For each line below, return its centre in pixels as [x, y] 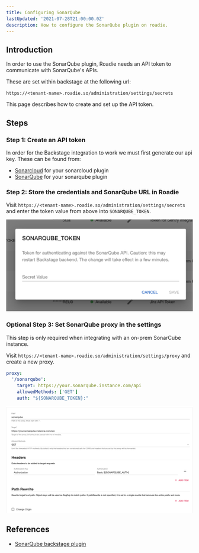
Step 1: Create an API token [46, 140]
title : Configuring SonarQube [44, 12]
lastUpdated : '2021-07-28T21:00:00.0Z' [55, 19]
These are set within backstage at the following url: [69, 82]
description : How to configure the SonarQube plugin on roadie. [87, 25]
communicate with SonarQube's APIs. [52, 70]
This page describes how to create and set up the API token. [80, 104]
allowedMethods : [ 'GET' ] [47, 392]
